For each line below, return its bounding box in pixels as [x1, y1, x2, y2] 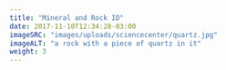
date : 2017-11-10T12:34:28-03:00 [9, 22, 137, 31]
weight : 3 [9, 47, 47, 56]
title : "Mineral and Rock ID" [9, 13, 125, 23]
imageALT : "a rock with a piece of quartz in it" [9, 38, 202, 48]
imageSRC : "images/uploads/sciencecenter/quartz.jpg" [9, 30, 219, 39]
